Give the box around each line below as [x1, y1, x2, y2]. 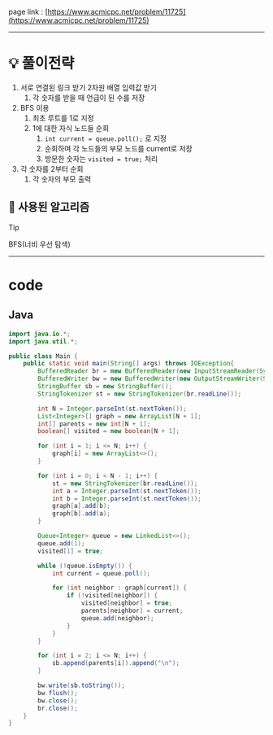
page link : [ [8, 7, 49, 16]
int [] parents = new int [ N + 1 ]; [37, 419, 151, 428]
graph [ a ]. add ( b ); [51, 502, 111, 510]
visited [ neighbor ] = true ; [80, 599, 173, 607]
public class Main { [8, 352, 79, 361]
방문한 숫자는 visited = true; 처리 [44, 154, 158, 164]
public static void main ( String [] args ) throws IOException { [23, 360, 234, 368]
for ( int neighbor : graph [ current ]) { [51, 584, 187, 593]
